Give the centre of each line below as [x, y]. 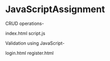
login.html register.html [29, 53]
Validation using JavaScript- [35, 43]
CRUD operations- [25, 23]
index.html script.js [25, 33]
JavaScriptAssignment [55, 9]
